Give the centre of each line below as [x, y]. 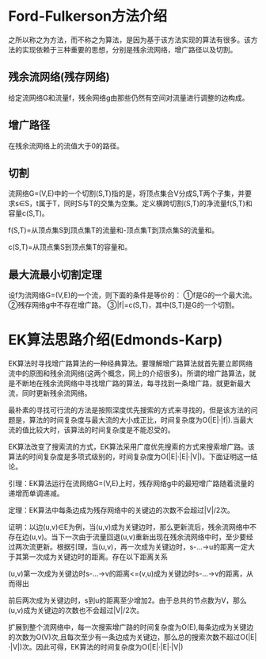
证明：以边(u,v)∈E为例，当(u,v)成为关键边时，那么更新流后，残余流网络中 [129, 527]
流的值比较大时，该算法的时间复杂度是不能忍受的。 [91, 430]
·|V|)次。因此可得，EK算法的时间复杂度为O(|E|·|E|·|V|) [96, 647]
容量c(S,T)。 [28, 213]
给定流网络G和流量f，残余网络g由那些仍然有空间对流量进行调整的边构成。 [129, 98]
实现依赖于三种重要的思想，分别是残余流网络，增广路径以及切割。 [129, 49]
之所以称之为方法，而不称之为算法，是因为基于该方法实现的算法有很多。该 [129, 40]
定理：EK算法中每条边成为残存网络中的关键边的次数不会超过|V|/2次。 [122, 510]
